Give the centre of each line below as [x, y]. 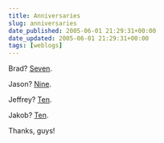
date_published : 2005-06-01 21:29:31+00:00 [82, 31]
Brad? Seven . [30, 68]
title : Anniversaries [45, 16]
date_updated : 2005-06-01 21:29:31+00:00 [79, 38]
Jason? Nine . [30, 84]
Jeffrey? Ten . [30, 100]
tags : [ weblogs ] [35, 46]
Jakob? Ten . [29, 115]
